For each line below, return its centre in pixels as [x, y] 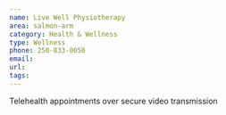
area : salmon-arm [42, 26]
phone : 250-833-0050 [48, 51]
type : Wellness [38, 42]
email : [21, 59]
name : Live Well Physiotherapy [67, 17]
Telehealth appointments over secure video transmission [113, 101]
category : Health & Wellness [63, 34]
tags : [19, 76]
